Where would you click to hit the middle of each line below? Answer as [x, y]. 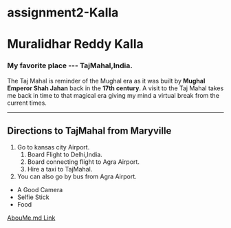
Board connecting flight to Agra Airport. [83, 162]
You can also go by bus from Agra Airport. [77, 176]
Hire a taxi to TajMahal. [60, 169]
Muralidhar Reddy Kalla [75, 44]
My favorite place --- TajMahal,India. [70, 65]
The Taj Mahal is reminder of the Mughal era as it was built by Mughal [106, 81]
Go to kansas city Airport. [53, 147]
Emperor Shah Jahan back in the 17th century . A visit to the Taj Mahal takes [115, 88]
